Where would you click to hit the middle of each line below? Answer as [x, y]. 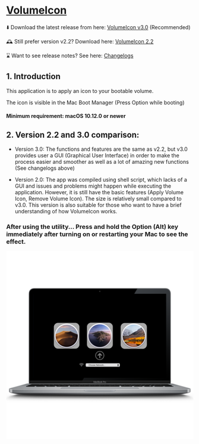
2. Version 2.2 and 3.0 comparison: [73, 135]
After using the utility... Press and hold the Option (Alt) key [92, 227]
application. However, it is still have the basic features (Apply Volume [99, 192]
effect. [16, 242]
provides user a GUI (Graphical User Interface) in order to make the [97, 156]
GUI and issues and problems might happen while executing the [93, 186]
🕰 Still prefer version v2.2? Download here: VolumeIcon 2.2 [80, 41]
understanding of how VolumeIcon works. [66, 212]
